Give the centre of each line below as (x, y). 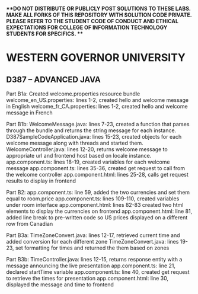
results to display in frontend (41, 181)
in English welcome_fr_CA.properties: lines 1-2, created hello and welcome (97, 106)
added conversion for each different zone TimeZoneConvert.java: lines (92, 242)
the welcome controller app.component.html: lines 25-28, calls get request (97, 175)
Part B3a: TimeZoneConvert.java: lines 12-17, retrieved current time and (93, 235)
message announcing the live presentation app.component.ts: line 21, (91, 266)
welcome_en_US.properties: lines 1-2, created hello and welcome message (97, 100)
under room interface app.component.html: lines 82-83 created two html (95, 205)
